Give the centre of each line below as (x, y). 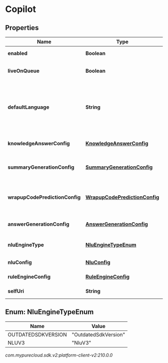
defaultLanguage (28, 107)
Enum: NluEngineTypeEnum (49, 312)
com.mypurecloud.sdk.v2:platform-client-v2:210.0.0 (59, 355)
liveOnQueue (24, 71)
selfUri (16, 291)
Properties (22, 28)
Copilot (21, 9)
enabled (17, 53)
